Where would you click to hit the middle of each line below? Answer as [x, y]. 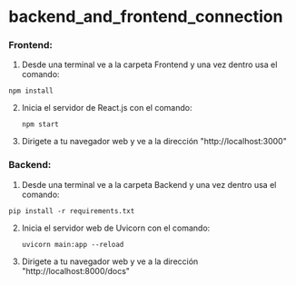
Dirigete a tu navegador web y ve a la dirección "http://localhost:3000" [154, 142]
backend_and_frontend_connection [146, 17]
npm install [31, 91]
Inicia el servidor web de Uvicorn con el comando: [116, 228]
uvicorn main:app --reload [73, 244]
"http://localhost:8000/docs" [76, 270]
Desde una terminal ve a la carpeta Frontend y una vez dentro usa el [149, 64]
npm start [40, 124]
